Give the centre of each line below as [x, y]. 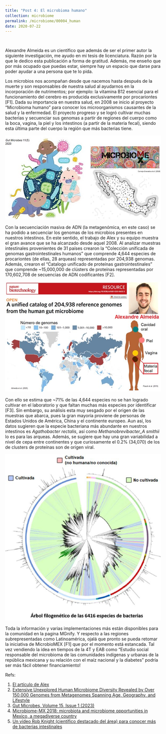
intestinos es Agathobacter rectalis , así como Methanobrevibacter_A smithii [82, 431]
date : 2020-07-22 [23, 26]
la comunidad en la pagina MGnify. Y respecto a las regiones [67, 633]
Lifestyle [21, 700]
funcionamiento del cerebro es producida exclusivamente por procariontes [81, 97]
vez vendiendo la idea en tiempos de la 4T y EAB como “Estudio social [77, 649]
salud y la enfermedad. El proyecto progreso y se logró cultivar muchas [78, 113]
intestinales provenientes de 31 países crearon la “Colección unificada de [80, 248]
